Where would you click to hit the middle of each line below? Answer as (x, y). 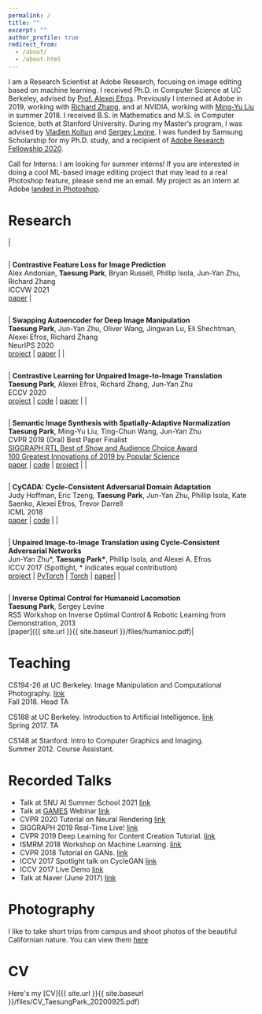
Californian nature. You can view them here (78, 939)
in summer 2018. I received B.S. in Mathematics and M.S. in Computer (121, 115)
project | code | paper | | (48, 400)
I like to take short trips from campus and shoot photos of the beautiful (123, 931)
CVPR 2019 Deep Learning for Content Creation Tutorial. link (117, 835)
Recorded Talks (60, 780)
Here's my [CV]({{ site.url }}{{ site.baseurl (76, 993)
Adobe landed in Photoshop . (54, 189)
